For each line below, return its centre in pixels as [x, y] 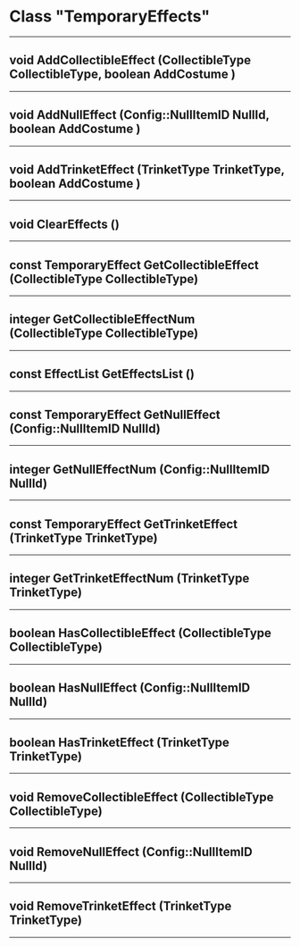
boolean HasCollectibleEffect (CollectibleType [141, 633]
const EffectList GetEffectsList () [102, 374]
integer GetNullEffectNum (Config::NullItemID [140, 469]
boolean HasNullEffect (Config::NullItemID [130, 688]
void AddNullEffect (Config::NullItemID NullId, [139, 115]
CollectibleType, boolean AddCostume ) [123, 75]
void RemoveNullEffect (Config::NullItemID [131, 852]
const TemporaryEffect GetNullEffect [115, 415]
